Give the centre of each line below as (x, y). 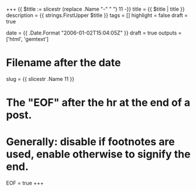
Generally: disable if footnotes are (90, 142)
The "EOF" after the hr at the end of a (98, 103)
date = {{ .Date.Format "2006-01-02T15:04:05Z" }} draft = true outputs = (94, 33)
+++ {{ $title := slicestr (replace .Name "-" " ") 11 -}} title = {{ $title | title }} (96, 9)
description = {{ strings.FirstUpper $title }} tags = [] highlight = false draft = (97, 15)
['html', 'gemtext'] (27, 39)
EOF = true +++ (25, 183)
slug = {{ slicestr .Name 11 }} (40, 79)
